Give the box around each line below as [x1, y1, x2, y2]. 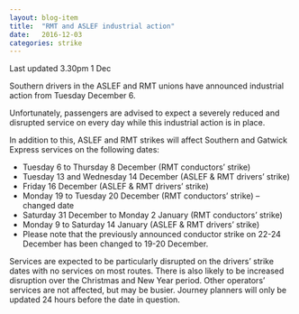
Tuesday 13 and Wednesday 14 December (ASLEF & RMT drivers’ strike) [22, 171, 291, 182]
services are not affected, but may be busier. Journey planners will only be [9, 285, 286, 296]
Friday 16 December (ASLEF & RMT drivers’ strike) [22, 181, 209, 192]
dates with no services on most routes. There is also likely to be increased [9, 265, 285, 276]
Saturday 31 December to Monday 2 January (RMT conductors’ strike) [22, 209, 284, 221]
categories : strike [9, 38, 83, 48]
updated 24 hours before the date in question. [9, 294, 180, 305]
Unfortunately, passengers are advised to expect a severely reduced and [9, 107, 280, 118]
